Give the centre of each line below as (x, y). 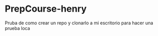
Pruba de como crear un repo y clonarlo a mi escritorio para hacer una (79, 23)
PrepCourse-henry (46, 9)
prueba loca (17, 28)
